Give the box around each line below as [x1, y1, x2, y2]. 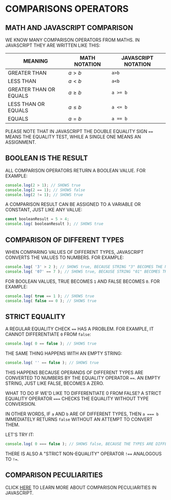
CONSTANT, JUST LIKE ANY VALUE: [5, 207, 82, 213]
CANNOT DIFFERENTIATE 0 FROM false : [5, 331, 91, 337]
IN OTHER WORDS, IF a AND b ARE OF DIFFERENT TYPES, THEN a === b [5, 411, 159, 417]
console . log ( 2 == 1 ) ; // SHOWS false [5, 187, 85, 193]
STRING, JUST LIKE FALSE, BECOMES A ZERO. [5, 380, 104, 386]
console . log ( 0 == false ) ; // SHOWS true [5, 341, 97, 347]
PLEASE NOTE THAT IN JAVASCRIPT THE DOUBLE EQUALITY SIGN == [5, 128, 154, 134]
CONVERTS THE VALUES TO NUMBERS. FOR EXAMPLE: [5, 254, 124, 260]
